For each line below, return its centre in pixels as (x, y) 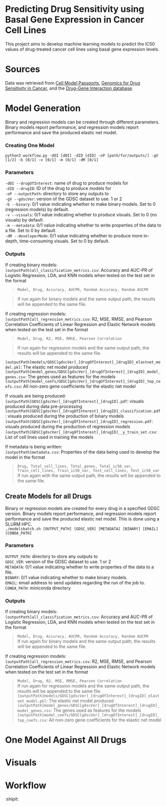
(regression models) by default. (37, 210)
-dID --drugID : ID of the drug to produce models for (58, 188)
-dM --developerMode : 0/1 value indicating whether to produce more (74, 236)
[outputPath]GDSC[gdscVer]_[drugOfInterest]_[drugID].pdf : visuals (75, 401)
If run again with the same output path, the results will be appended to (89, 475)
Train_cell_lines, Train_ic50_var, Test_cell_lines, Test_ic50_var (88, 470)
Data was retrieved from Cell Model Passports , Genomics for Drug (73, 83)
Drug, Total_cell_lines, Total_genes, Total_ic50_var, (75, 466)
